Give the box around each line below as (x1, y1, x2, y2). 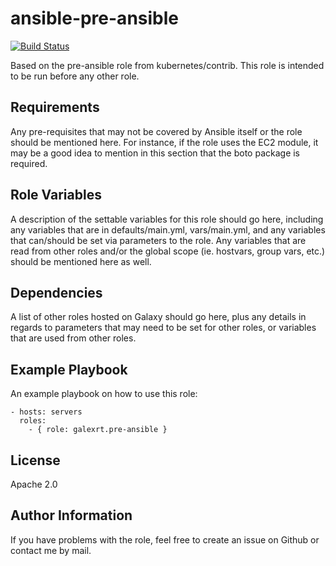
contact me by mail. (10, 544, 92, 556)
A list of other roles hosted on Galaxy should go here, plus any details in (10, 311, 307, 323)
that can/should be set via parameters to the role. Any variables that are (10, 234, 307, 246)
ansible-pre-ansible (10, 7, 179, 30)
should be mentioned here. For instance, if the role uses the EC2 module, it (10, 136, 319, 148)
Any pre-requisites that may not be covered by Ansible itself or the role (10, 125, 303, 137)
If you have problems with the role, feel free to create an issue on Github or (10, 533, 320, 546)
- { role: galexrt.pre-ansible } (28, 425, 168, 435)
